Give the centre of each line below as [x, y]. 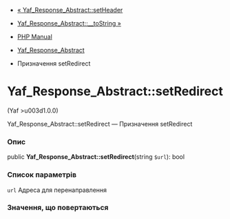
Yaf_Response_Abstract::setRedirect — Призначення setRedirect [100, 124]
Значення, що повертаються [58, 208]
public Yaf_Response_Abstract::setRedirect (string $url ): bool [96, 157]
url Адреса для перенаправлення [57, 190]
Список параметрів [42, 175]
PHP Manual [35, 37]
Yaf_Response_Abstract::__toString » [69, 23]
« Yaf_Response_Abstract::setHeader [70, 10]
